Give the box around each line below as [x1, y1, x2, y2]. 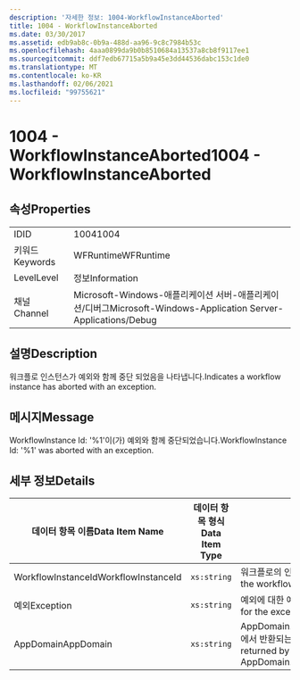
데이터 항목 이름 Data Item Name [31, 525, 164, 537]
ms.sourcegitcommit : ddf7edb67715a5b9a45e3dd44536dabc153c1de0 [9, 54, 250, 63]
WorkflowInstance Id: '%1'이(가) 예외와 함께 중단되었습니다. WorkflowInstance [9, 435, 287, 446]
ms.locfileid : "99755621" [9, 87, 105, 96]
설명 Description [9, 345, 98, 361]
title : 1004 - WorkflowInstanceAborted [9, 21, 158, 30]
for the [240, 605, 269, 618]
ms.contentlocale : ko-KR [9, 71, 102, 80]
